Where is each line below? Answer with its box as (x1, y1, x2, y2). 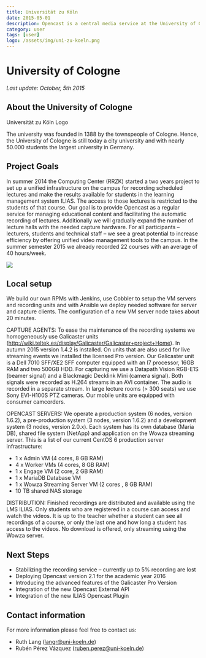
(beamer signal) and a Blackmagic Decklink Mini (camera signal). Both (6, 372, 184, 380)
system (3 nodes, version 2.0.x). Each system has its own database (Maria (6, 423, 194, 431)
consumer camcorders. (6, 398, 66, 405)
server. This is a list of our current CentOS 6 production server (6, 436, 164, 444)
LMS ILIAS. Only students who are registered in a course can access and (6, 506, 191, 513)
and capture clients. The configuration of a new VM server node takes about (6, 308, 199, 315)
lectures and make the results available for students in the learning (6, 190, 175, 198)
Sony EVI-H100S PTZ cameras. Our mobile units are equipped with (6, 391, 175, 399)
